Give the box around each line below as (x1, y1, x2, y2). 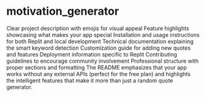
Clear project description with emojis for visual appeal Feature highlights (6, 25, 189, 32)
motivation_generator (6, 4, 120, 18)
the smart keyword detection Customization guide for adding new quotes (6, 44, 191, 52)
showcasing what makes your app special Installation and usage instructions (6, 31, 200, 38)
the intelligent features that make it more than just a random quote (6, 77, 174, 84)
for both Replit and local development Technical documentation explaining (6, 37, 194, 45)
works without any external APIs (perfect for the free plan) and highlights (6, 70, 191, 77)
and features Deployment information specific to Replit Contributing (6, 50, 177, 58)
